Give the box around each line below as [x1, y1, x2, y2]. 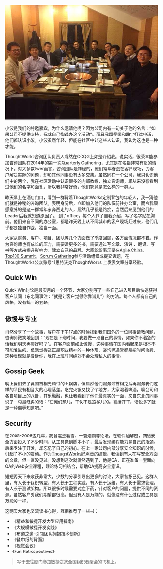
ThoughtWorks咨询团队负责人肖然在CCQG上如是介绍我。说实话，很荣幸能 [5, 154, 154, 159]
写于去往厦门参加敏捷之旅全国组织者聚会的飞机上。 [16, 559, 119, 565]
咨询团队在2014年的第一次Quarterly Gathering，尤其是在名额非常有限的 [9, 160, 152, 166]
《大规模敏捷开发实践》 [12, 524, 59, 531]
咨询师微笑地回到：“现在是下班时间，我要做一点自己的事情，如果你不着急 [5, 335, 152, 340]
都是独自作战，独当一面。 [9, 225, 61, 230]
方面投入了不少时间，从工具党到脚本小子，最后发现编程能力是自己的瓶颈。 [9, 439, 158, 445]
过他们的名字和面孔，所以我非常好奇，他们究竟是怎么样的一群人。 [5, 184, 137, 190]
